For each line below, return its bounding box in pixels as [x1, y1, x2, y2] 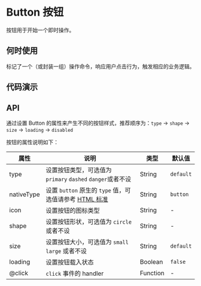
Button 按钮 [6, 5, 64, 19]
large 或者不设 [45, 246, 87, 255]
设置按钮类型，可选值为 [45, 165, 112, 174]
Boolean [139, 257, 163, 266]
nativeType [9, 190, 40, 198]
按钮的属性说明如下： [6, 139, 59, 146]
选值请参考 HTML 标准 [45, 195, 109, 203]
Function [139, 269, 165, 277]
